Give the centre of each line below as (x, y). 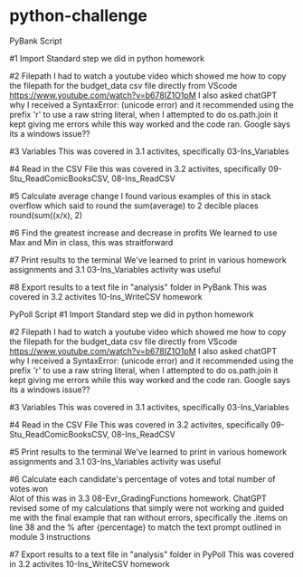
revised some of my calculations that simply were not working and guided (147, 507)
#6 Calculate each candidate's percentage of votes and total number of (142, 479)
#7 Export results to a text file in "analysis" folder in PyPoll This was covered (151, 554)
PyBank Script (36, 41)
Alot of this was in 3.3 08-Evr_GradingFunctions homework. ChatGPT (138, 498)
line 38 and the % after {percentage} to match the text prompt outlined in (146, 527)
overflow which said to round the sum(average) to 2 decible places (134, 206)
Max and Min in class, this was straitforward (91, 242)
